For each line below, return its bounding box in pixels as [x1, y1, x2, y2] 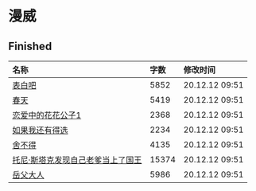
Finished [8, 39, 52, 53]
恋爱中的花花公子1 [12, 110, 82, 120]
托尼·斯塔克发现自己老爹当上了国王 [12, 154, 142, 166]
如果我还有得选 [12, 125, 69, 135]
